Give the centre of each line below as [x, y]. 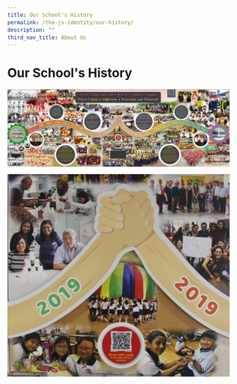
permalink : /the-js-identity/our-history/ [71, 22]
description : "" [31, 30]
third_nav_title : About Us [47, 37]
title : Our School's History [50, 15]
